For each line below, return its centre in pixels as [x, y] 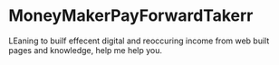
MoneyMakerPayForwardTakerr [131, 16]
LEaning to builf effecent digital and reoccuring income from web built [139, 41]
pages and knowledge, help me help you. [86, 50]
